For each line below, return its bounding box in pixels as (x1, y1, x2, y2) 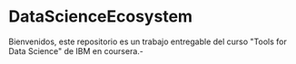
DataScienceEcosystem (8, 6, 192, 27)
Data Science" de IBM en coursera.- (8, 45, 144, 56)
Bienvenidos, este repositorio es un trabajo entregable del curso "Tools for (8, 36, 287, 47)
